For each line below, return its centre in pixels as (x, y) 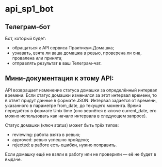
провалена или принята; (37, 58)
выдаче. (13, 159)
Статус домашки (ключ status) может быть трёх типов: (62, 125)
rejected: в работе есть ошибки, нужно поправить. (65, 145)
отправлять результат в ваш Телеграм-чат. (57, 63)
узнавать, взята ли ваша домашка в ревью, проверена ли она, (77, 53)
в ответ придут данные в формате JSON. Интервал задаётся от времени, (81, 100)
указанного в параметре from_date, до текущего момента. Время (73, 106)
